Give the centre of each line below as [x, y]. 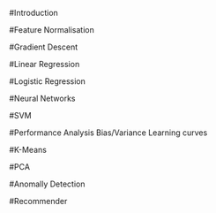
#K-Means [28, 150]
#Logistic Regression [48, 81]
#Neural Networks [42, 98]
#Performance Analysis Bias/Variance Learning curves [108, 133]
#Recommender [38, 201]
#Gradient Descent [44, 47]
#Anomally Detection [47, 184]
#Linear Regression [45, 64]
